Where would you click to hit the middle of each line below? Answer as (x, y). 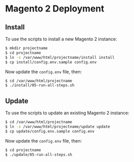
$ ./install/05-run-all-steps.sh (40, 85)
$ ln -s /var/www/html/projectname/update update (58, 127)
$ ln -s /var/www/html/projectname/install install (60, 57)
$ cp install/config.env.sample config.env (51, 62)
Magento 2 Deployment (55, 9)
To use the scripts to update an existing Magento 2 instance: (67, 113)
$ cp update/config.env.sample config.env (50, 131)
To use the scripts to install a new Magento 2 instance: (61, 39)
